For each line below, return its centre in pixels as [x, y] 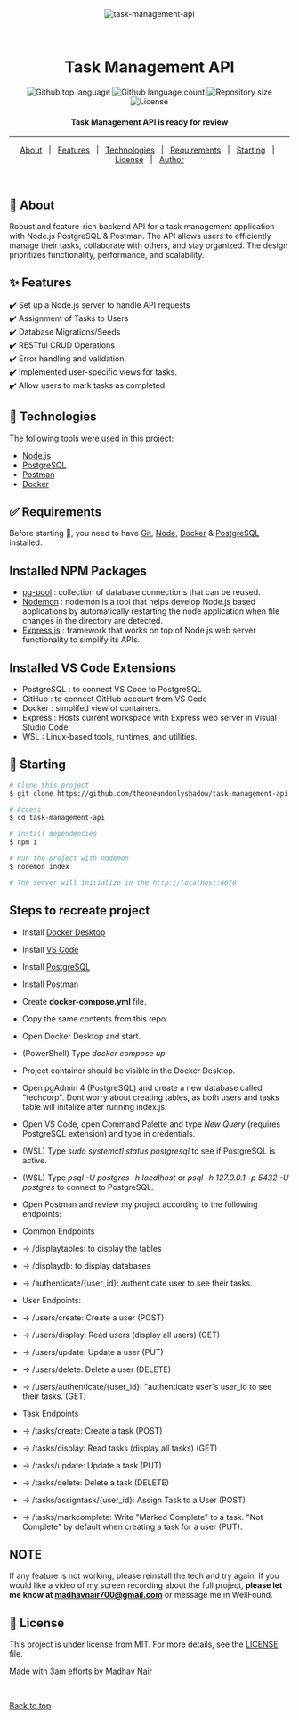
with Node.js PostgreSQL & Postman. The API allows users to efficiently [140, 236]
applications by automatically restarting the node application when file [151, 611]
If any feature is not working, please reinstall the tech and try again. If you [144, 1576]
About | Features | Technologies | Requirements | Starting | [147, 150]
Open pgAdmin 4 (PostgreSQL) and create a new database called [142, 1087]
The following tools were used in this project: [92, 438]
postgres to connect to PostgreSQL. [88, 1187]
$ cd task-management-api [57, 818]
